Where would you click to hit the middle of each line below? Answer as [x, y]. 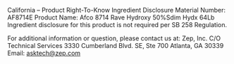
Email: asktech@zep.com [44, 53]
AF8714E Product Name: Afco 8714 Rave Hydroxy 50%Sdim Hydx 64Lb [111, 17]
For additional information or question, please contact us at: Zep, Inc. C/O [114, 38]
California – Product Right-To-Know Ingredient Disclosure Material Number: [117, 10]
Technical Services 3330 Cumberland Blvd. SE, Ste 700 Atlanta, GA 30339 [116, 46]
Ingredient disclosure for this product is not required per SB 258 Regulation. [117, 25]
